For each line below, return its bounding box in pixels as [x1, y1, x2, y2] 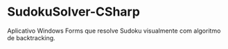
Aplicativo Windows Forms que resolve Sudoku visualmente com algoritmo [7, 27, 221, 35]
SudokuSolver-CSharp [7, 4, 141, 20]
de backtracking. [7, 33, 55, 42]
